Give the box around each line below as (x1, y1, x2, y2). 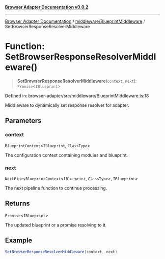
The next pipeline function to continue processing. (5, 185, 107, 191)
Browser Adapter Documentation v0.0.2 (5, 4, 88, 10)
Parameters (5, 117, 42, 125)
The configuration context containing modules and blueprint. (5, 152, 128, 158)
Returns (5, 199, 30, 208)
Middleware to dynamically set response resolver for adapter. (5, 102, 129, 108)
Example (5, 236, 32, 245)
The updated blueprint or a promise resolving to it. (5, 222, 107, 228)
